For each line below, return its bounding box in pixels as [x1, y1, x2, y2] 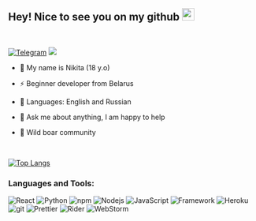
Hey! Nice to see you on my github [8, 10, 180, 24]
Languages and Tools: [8, 178, 95, 189]
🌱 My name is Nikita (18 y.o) [19, 62, 110, 72]
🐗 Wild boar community [19, 127, 96, 137]
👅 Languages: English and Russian [19, 96, 132, 107]
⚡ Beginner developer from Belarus [19, 78, 134, 88]
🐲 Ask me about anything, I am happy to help [19, 112, 165, 122]
